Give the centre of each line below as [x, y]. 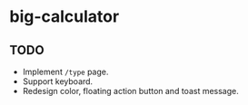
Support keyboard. [58, 81]
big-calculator [64, 17]
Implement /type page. [65, 72]
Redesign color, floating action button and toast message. [130, 91]
